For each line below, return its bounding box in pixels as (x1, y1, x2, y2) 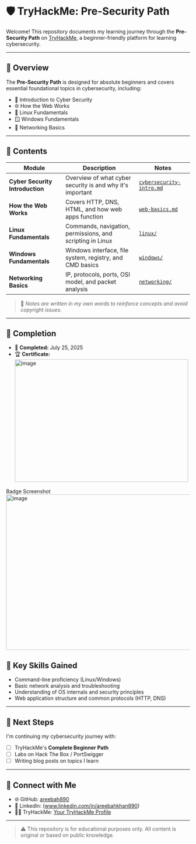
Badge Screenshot (6, 488, 51, 495)
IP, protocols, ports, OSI (65, 270, 130, 278)
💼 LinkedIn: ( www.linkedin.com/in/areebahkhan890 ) (14, 802, 140, 809)
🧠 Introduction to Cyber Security (14, 96, 93, 103)
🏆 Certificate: (14, 351, 51, 358)
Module (23, 163, 45, 172)
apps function (65, 212, 104, 220)
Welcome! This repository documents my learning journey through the (6, 28, 175, 35)
